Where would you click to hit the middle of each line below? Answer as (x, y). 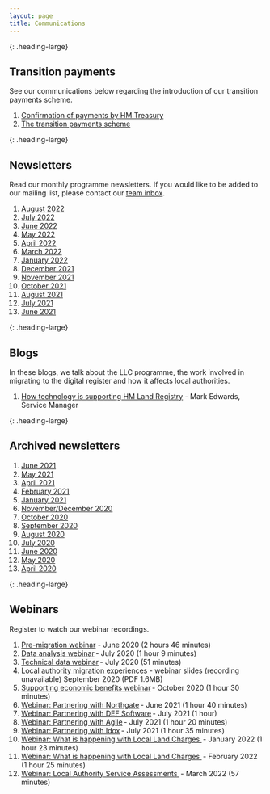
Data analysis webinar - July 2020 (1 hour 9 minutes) (109, 653)
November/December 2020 (67, 508)
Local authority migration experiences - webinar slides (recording (130, 670)
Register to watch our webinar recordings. (79, 629)
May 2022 (38, 234)
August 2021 (42, 295)
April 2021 (38, 482)
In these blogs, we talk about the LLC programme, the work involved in (127, 372)
